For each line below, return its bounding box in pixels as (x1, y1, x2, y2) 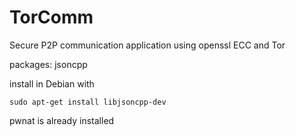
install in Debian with (9, 77, 95, 90)
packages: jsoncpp (9, 58, 88, 70)
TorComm (9, 6, 94, 29)
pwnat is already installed (9, 114, 115, 126)
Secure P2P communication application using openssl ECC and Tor (9, 39, 286, 51)
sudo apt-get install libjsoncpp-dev (9, 97, 167, 107)
